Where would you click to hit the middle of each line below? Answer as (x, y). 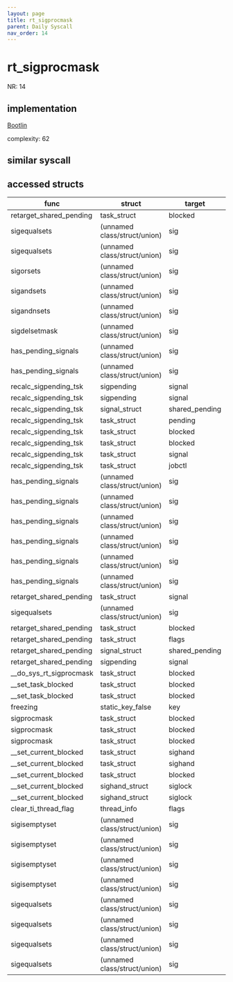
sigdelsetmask (34, 331)
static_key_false (126, 707)
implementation (42, 108)
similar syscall (39, 161)
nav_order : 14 (28, 33)
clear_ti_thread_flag (42, 809)
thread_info (119, 809)
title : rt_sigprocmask (40, 20)
